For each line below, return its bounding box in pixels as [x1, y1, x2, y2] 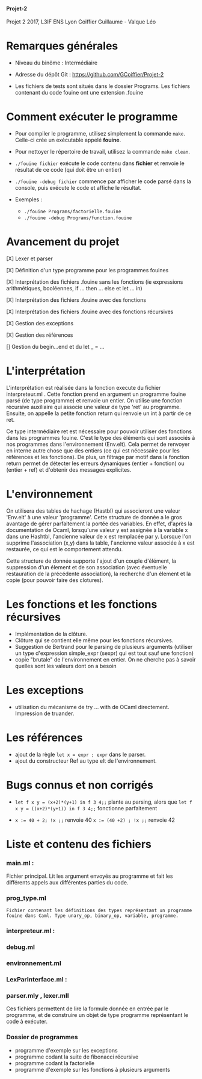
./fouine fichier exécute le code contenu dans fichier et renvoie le [14, 160, 185, 167]
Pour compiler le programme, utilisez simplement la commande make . [14, 130, 185, 137]
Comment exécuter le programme [6, 110, 179, 124]
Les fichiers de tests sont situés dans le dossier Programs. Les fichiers [14, 83, 191, 90]
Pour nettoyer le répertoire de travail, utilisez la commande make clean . [14, 148, 191, 155]
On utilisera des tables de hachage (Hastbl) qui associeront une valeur [6, 507, 180, 514]
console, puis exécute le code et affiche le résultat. [14, 184, 142, 192]
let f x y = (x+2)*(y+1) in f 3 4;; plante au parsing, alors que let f [14, 798, 192, 805]
